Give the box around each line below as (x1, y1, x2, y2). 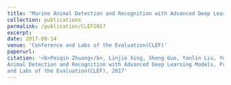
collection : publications (7, 16, 81, 23)
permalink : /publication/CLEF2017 (7, 23, 107, 29)
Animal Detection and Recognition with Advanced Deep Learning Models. (7, 61, 217, 68)
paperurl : (7, 49, 36, 56)
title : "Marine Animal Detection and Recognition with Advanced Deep (7, 10, 211, 17)
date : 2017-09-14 (7, 36, 57, 42)
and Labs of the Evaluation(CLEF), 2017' (7, 67, 128, 74)
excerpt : (7, 29, 32, 36)
